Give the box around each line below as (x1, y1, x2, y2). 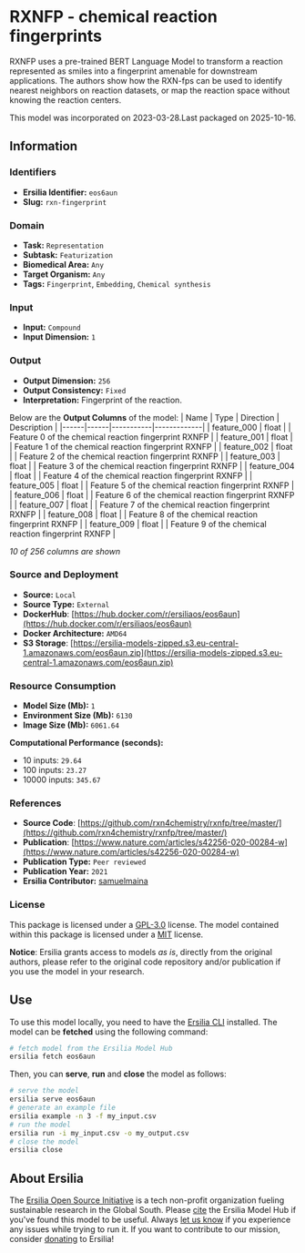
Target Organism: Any (22, 269, 106, 280)
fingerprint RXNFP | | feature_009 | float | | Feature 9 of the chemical (9, 518, 267, 529)
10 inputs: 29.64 (22, 755, 82, 766)
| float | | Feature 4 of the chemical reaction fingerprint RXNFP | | (9, 470, 253, 481)
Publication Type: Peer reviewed (22, 856, 147, 867)
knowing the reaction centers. (9, 94, 122, 106)
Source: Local (22, 589, 76, 600)
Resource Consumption (9, 679, 117, 692)
